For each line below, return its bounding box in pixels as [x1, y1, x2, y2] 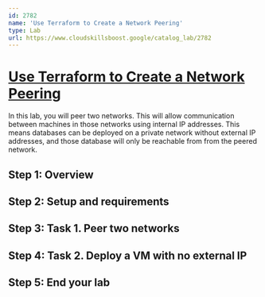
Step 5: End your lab [8, 276, 110, 290]
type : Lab [8, 26, 41, 34]
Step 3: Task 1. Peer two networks [8, 222, 180, 235]
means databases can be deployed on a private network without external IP [8, 128, 256, 137]
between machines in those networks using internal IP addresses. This [8, 120, 240, 129]
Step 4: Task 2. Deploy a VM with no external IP [8, 249, 247, 262]
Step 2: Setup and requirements [8, 195, 170, 208]
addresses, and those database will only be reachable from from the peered [8, 137, 257, 146]
